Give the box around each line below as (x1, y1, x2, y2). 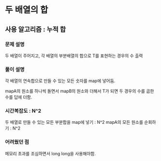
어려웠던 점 (5, 139, 29, 146)
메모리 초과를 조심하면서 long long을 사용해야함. (5, 150, 96, 156)
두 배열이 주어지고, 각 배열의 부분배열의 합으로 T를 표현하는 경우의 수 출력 (5, 53, 143, 59)
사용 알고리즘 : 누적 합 (5, 25, 66, 33)
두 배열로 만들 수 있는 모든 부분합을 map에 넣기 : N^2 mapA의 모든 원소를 (5, 119, 144, 125)
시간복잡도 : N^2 (5, 107, 42, 114)
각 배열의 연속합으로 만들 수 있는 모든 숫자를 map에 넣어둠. (5, 78, 116, 84)
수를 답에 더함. (5, 94, 32, 100)
